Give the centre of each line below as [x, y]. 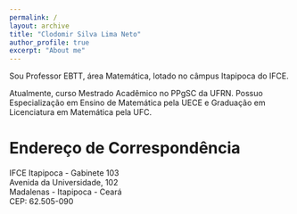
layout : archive [39, 26]
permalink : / [33, 17]
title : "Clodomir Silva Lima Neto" [75, 34]
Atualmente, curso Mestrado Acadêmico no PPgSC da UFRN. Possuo [136, 94]
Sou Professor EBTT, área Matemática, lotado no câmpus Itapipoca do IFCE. [149, 76]
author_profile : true [49, 42]
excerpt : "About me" [48, 51]
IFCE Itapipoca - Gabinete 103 [64, 173]
